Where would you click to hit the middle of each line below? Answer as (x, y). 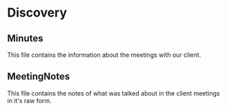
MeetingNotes (39, 76)
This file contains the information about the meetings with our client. (104, 55)
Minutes (25, 38)
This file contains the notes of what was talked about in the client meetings (113, 93)
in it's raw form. (29, 100)
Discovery (37, 13)
